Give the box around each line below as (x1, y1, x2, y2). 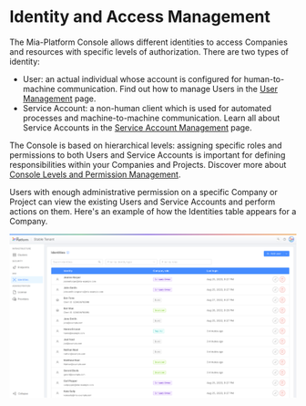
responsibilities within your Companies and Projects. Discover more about (9, 159, 287, 170)
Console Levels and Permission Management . (9, 169, 181, 180)
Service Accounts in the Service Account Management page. (22, 121, 252, 133)
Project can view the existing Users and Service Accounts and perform (9, 196, 276, 207)
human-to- (243, 73, 285, 84)
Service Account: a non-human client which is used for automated (22, 102, 271, 113)
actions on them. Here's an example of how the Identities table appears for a (9, 205, 297, 216)
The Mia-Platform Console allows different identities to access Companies (9, 36, 289, 47)
